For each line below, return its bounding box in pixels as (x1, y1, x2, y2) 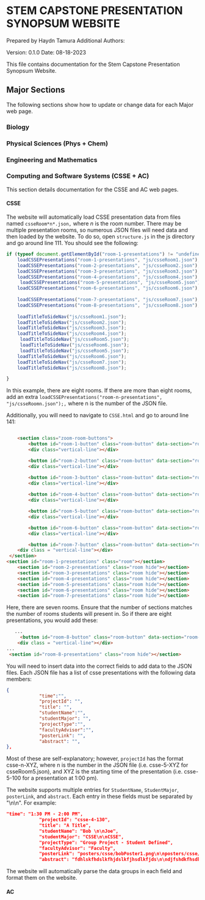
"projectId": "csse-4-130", (38, 817, 111, 823)
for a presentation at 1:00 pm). (22, 774, 99, 782)
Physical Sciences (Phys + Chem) (6, 139, 109, 147)
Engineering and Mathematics (6, 155, 98, 164)
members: (6, 675, 32, 682)
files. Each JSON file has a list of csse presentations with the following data (6, 668, 196, 676)
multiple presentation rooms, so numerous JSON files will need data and (6, 227, 188, 234)
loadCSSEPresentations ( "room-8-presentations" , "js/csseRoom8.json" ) (17, 302, 198, 309)
